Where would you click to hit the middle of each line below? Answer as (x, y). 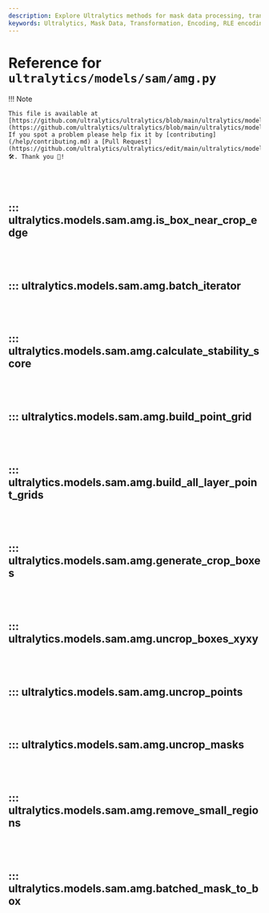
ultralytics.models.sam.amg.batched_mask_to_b (133, 889)
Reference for (55, 63)
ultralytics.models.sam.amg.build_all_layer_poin (133, 483)
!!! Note (20, 99)
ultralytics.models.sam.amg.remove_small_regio (133, 811)
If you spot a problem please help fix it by (85, 135)
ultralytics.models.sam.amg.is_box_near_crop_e (133, 220)
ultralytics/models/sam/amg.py (112, 78)
